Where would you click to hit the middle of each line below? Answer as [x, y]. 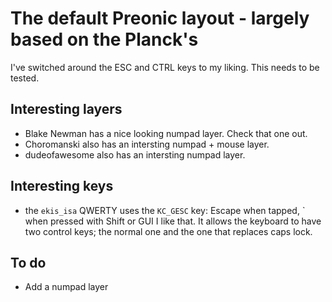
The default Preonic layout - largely [160, 18]
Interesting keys [62, 186]
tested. [25, 78]
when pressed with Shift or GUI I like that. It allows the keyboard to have [173, 221]
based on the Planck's [104, 39]
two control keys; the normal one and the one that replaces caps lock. [168, 231]
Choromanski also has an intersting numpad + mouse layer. [147, 144]
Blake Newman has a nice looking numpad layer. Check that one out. [166, 133]
